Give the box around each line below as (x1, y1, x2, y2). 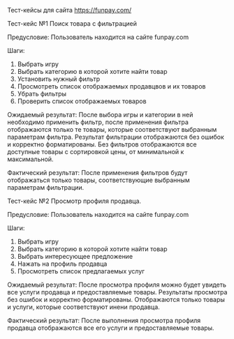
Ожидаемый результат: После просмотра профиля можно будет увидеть (7, 280, 227, 289)
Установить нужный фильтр (17, 75, 101, 83)
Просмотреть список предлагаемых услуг (17, 267, 145, 275)
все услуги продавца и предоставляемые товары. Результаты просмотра (7, 288, 228, 296)
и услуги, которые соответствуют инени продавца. (7, 303, 161, 311)
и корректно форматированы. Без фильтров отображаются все (7, 140, 197, 149)
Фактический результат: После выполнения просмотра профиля (7, 317, 201, 324)
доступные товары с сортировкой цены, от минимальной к (7, 148, 184, 156)
